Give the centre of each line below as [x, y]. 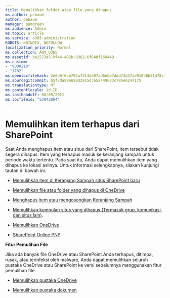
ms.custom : [17, 62]
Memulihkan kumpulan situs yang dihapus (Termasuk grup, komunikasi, [87, 210]
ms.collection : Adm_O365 [31, 52]
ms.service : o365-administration [40, 38]
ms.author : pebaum [25, 15]
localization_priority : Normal [38, 48]
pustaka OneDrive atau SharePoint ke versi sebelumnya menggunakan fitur [83, 265]
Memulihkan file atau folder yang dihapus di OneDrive [69, 190]
